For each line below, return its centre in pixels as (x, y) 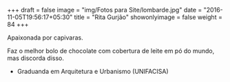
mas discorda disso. (35, 58)
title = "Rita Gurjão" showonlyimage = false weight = (148, 17)
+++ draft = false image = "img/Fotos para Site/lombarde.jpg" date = (105, 10)
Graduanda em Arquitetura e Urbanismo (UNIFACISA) (93, 71)
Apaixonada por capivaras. (45, 38)
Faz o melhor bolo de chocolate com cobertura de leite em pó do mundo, (111, 51)
